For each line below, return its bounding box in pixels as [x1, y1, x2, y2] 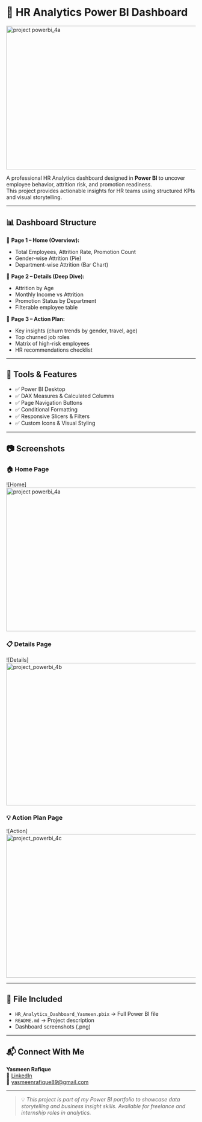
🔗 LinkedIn [6, 1072, 32, 1079]
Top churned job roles [14, 333, 70, 340]
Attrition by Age [14, 284, 54, 291]
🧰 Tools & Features [6, 369, 78, 379]
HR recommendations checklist [14, 346, 93, 353]
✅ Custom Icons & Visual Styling [14, 419, 96, 426]
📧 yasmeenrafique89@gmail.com [6, 1079, 89, 1086]
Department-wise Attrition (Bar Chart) [14, 261, 109, 268]
